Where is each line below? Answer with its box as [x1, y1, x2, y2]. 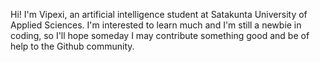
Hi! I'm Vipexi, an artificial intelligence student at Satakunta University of [10, 9, 308, 20]
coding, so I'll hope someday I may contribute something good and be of [10, 30, 310, 41]
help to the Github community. [10, 40, 135, 52]
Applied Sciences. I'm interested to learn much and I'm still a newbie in [10, 19, 302, 31]
